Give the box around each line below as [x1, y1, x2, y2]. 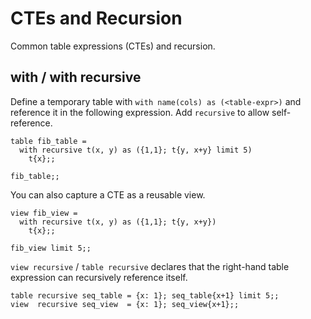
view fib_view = [10, 208, 78, 218]
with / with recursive [10, 69, 142, 86]
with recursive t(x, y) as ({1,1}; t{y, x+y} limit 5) [19, 145, 253, 155]
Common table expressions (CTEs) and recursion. [10, 40, 216, 52]
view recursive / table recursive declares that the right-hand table [10, 260, 290, 272]
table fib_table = [10, 136, 87, 146]
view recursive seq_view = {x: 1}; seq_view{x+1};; [10, 299, 240, 309]
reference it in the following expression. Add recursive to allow [10, 106, 270, 118]
